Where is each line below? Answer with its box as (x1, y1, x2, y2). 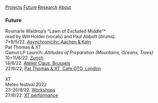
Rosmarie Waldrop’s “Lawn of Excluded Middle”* (5, 28, 106, 34)
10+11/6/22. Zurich (5, 55, 44, 61)
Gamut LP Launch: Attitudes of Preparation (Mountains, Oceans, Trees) (5, 50, 153, 56)
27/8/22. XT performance (5, 92, 58, 98)
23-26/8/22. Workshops (5, 87, 55, 93)
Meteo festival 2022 (5, 81, 47, 87)
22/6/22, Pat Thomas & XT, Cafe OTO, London (5, 65, 101, 72)
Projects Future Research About (5, 5, 71, 10)
